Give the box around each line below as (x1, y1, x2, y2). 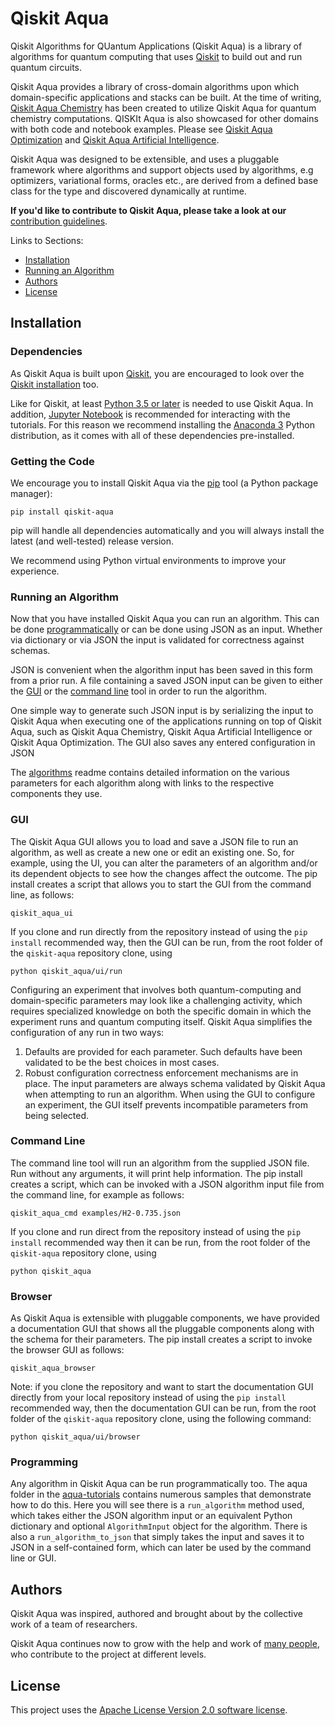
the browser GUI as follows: (10, 1344, 125, 1356)
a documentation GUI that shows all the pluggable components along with (10, 1323, 315, 1335)
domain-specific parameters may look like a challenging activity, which (10, 994, 303, 1006)
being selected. (24, 1109, 90, 1121)
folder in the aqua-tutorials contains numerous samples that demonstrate (10, 1488, 312, 1501)
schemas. (10, 645, 51, 657)
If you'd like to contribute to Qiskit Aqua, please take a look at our (10, 204, 287, 216)
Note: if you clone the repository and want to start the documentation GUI (10, 1381, 314, 1393)
